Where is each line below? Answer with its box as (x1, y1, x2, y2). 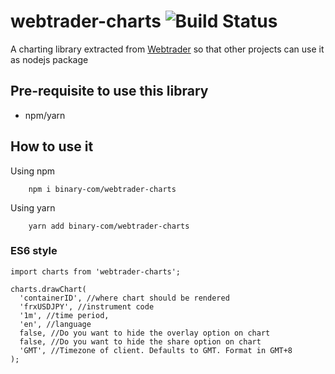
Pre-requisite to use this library (10, 83, 209, 100)
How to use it (10, 138, 94, 155)
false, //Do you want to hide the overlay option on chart (19, 328, 271, 338)
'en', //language (19, 319, 92, 329)
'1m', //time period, (19, 310, 110, 320)
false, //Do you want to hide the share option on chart (19, 336, 262, 347)
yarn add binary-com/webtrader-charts (28, 221, 190, 231)
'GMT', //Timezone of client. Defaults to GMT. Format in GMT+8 (19, 345, 293, 355)
